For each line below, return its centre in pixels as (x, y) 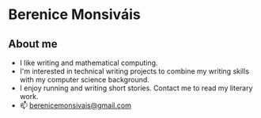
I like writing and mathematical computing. (89, 63)
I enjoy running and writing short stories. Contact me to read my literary (136, 88)
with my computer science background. (85, 80)
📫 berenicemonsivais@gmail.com (76, 105)
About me (33, 44)
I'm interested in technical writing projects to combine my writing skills (134, 71)
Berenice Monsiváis (74, 15)
